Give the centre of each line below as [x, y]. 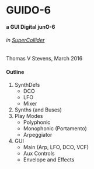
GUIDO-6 [29, 10]
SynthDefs [27, 85]
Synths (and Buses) [38, 110]
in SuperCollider [25, 40]
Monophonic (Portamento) [55, 129]
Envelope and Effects [49, 160]
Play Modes [29, 116]
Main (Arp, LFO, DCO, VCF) [56, 147]
